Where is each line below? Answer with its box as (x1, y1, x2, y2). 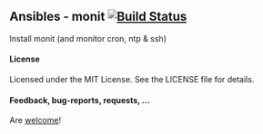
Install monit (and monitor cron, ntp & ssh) (9, 33, 167, 43)
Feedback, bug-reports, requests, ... (9, 94, 150, 105)
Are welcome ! (9, 115, 62, 126)
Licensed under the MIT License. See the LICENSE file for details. (9, 74, 255, 85)
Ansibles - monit (9, 9, 106, 24)
